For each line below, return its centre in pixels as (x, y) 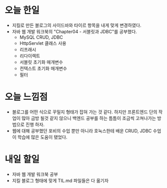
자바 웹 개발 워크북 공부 (35, 174)
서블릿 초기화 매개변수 (41, 62)
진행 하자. (35, 124)
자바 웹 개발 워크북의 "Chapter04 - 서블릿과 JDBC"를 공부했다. (74, 31)
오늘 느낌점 (26, 97)
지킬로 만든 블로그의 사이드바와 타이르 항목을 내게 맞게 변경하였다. (77, 25)
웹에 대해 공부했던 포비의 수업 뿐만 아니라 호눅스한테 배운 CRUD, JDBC (82, 131)
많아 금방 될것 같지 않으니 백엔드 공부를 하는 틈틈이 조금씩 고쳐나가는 (89, 118)
